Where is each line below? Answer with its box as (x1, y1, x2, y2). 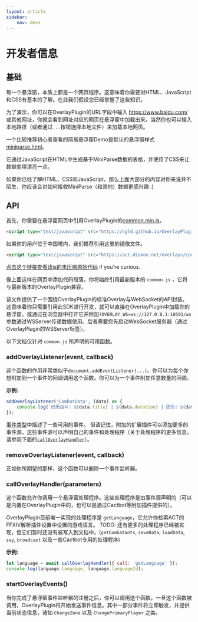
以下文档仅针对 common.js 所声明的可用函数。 (6, 337, 116, 345)
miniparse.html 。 (6, 143, 48, 150)
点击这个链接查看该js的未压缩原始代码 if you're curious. (6, 263, 141, 270)
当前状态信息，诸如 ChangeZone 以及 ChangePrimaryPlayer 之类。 (6, 608, 161, 616)
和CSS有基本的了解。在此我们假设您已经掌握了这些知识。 (6, 96, 146, 103)
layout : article (6, 8, 46, 15)
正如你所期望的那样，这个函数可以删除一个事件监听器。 (6, 465, 140, 472)
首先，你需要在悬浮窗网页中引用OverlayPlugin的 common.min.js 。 (6, 217, 165, 224)
